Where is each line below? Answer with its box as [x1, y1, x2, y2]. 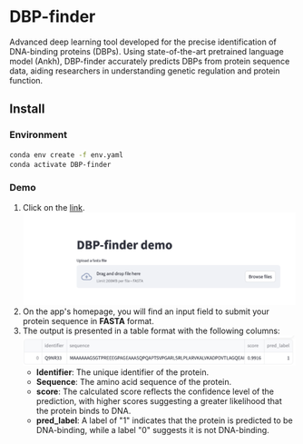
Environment [9, 129, 68, 142]
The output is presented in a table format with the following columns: [22, 325, 280, 336]
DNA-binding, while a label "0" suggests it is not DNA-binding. [35, 424, 269, 435]
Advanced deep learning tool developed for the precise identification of [9, 36, 277, 47]
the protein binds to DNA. [35, 405, 132, 416]
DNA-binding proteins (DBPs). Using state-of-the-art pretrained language [9, 45, 284, 56]
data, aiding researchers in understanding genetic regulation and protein [9, 65, 280, 76]
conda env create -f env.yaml [9, 150, 124, 160]
